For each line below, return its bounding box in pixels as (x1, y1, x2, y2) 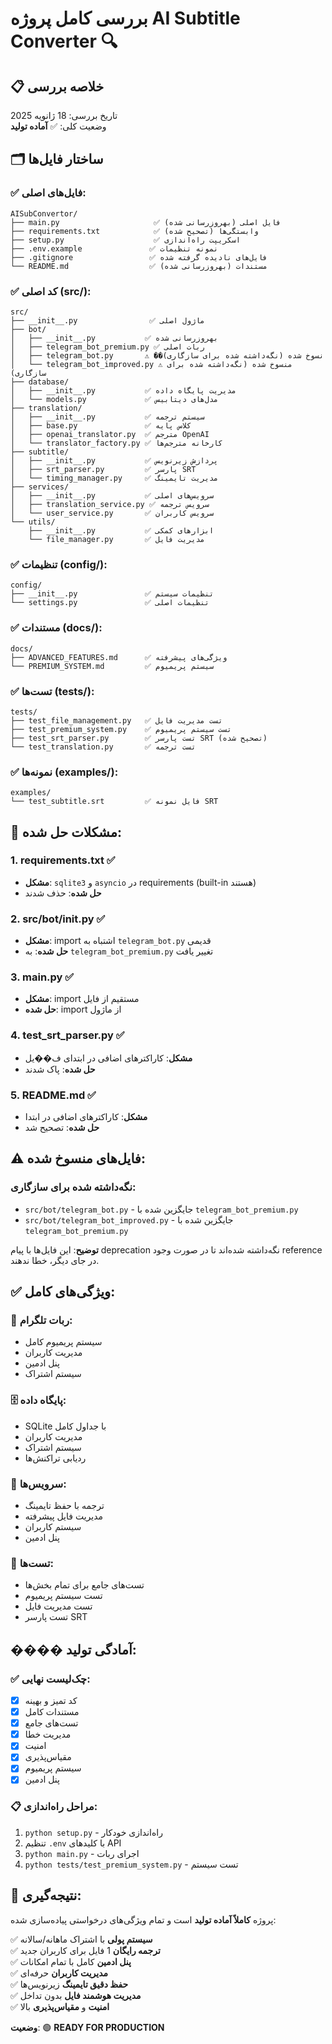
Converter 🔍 (10, 30, 118, 53)
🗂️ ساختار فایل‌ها (10, 151, 104, 168)
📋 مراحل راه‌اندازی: (10, 1800, 98, 1814)
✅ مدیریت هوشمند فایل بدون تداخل (10, 1989, 142, 2001)
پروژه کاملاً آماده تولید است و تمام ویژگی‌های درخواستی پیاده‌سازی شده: (10, 1913, 277, 1926)
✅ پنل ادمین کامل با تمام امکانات (10, 1955, 132, 1967)
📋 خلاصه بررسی (10, 78, 105, 95)
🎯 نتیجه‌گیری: (10, 1887, 82, 1904)
